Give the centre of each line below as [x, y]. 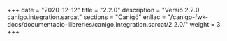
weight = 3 [205, 24]
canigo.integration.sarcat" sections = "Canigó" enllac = [87, 17]
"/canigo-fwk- [188, 17]
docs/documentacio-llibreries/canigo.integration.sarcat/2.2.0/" [98, 24]
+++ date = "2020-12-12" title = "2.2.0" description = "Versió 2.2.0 [103, 10]
